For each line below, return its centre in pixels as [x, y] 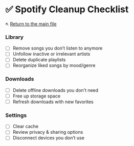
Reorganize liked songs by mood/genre [54, 65]
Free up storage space [36, 96]
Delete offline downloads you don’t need [55, 90]
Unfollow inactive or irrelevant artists [51, 54]
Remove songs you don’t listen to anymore [58, 48]
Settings [16, 115]
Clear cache [26, 127]
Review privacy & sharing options [48, 132]
